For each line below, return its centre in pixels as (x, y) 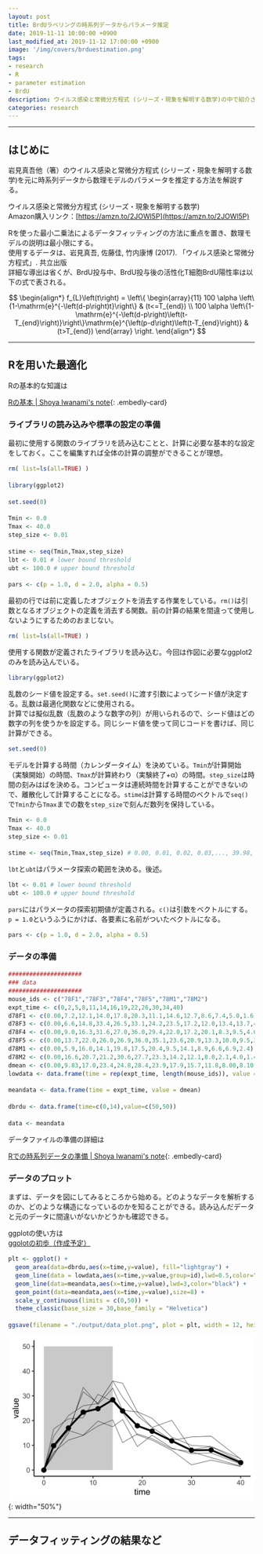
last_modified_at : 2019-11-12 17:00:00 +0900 (83, 42)
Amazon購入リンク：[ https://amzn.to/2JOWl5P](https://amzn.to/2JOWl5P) (129, 217)
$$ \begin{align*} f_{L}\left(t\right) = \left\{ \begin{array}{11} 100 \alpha (123, 298)
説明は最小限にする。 (63, 243)
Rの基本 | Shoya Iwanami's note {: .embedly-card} (88, 402)
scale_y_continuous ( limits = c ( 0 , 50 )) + (82, 1300)
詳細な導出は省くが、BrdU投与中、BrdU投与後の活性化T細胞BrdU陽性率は (127, 272)
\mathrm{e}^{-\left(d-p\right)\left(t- (131, 315)
